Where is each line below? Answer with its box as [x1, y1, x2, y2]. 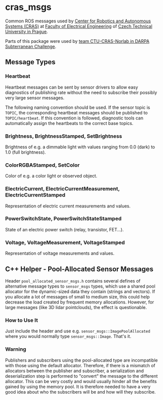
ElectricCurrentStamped [5, 192, 66, 199]
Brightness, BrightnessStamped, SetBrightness [5, 132, 123, 139]
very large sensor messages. [5, 95, 65, 100]
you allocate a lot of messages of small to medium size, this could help [5, 294, 150, 300]
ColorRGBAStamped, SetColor [5, 161, 80, 168]
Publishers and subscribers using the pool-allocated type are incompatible [5, 357, 158, 363]
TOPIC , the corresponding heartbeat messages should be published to [5, 109, 148, 115]
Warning [5, 346, 26, 353]
